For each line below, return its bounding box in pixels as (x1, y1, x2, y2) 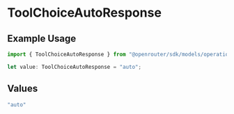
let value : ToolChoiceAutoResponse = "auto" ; (7, 63, 141, 70)
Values (7, 83, 38, 95)
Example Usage (7, 33, 77, 44)
